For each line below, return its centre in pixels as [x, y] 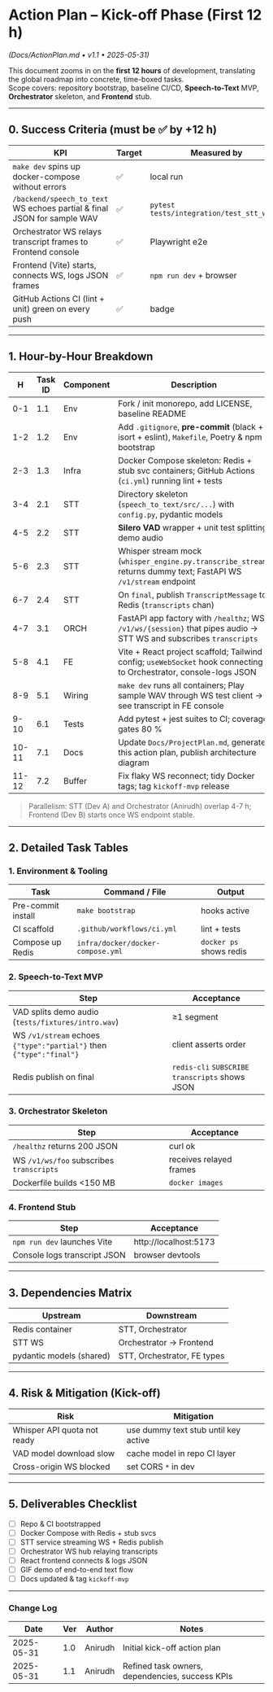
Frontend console [46, 251]
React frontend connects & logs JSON [84, 1560]
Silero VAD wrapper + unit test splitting [193, 527]
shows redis [224, 951]
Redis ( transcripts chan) [166, 605]
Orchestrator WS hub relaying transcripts [89, 1551]
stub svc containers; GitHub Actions [186, 470]
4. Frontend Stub [42, 1207]
